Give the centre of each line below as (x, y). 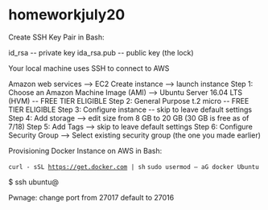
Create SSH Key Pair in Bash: (56, 37)
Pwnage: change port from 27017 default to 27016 (91, 197)
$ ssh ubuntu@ (33, 182)
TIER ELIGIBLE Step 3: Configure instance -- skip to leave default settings (130, 109)
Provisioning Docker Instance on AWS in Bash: (85, 150)
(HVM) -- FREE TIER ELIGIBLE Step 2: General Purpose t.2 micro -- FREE (129, 101)
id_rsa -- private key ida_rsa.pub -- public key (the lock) (101, 52)
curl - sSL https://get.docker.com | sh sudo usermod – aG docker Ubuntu (134, 167)
